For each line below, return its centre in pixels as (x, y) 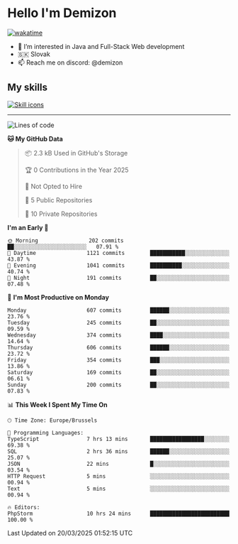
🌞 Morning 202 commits (66, 240)
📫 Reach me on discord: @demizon (70, 62)
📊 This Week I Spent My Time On (57, 404)
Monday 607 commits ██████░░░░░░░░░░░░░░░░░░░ (119, 310)
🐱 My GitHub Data (35, 138)
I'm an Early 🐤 (28, 227)
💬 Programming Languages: (45, 433)
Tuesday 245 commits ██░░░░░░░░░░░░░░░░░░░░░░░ (119, 322)
